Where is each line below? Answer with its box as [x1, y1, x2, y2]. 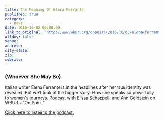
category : [5, 16, 25, 21]
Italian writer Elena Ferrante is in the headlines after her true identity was [5, 84, 151, 90]
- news [9, 20, 23, 26]
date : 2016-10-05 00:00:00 [5, 25, 60, 30]
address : [5, 43, 23, 48]
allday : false [5, 35, 34, 40]
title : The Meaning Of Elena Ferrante [5, 7, 84, 12]
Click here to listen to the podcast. [5, 109, 74, 115]
